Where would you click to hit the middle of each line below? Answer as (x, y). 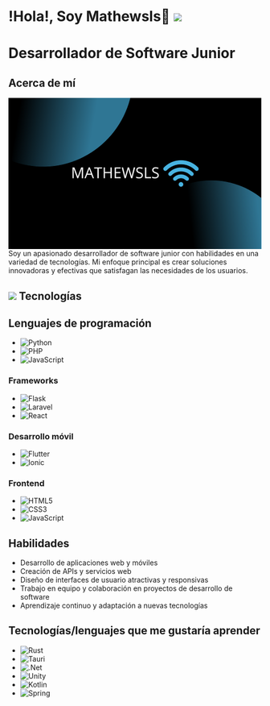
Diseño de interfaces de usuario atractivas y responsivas (114, 580)
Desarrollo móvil (41, 436)
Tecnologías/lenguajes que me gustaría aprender (134, 631)
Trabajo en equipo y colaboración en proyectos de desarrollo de (126, 588)
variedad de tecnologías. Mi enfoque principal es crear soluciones (118, 262)
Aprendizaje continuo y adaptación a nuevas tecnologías (114, 606)
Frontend (27, 483)
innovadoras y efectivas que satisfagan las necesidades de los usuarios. (128, 271)
